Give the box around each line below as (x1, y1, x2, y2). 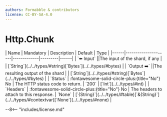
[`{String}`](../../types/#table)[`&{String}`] (75, 91, 160, 97)
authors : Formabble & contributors (5, 7, 79, 12)
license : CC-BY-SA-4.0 (5, 12, 52, 17)
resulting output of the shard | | (5, 70, 69, 76)
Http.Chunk (5, 33, 54, 45)
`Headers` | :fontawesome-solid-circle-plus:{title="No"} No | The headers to (5, 86, 162, 92)
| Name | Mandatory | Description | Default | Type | (5, 50, 110, 56)
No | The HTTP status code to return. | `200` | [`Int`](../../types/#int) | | (5, 81, 149, 87)
